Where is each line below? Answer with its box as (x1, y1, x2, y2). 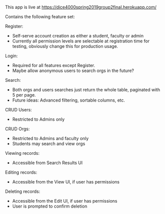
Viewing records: (5, 150, 40, 156)
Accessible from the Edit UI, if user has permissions (12, 198, 117, 204)
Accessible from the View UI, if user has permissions (12, 179, 120, 184)
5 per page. (12, 92, 36, 98)
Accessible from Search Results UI (12, 160, 83, 166)
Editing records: (5, 170, 37, 175)
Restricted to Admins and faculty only (12, 136, 89, 141)
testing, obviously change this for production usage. (12, 43, 118, 49)
